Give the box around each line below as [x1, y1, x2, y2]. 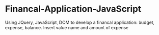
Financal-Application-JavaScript [5, 3, 141, 15]
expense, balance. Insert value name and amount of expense [5, 24, 129, 30]
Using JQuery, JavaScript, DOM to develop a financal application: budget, [5, 19, 155, 25]
